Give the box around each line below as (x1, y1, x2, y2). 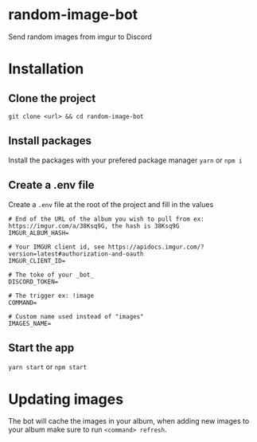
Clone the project (8, 92, 96, 105)
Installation (8, 60, 84, 78)
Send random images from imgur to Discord (8, 32, 153, 41)
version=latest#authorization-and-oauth (8, 249, 145, 258)
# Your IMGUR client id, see (8, 243, 105, 251)
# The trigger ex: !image (8, 291, 94, 299)
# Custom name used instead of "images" (8, 312, 145, 320)
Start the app (8, 341, 75, 354)
